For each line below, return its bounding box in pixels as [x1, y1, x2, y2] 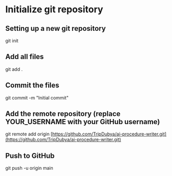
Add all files [5, 52, 44, 61]
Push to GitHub [5, 151, 55, 160]
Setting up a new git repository [5, 24, 106, 33]
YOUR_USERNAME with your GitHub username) [5, 118, 160, 126]
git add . [5, 66, 23, 72]
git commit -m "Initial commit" [5, 94, 69, 101]
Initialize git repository [5, 4, 104, 15]
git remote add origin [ [5, 131, 53, 137]
